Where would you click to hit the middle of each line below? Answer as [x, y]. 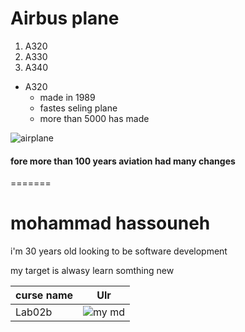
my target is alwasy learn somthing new [92, 271]
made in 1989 [67, 97]
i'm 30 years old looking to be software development [119, 251]
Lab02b [34, 312]
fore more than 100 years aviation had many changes [123, 161]
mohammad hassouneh [110, 223]
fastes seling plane [78, 108]
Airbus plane [65, 18]
